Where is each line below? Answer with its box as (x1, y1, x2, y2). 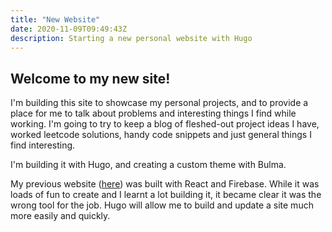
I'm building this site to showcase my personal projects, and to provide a (10, 97, 309, 109)
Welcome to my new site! (10, 70, 171, 87)
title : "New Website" (10, 14, 101, 25)
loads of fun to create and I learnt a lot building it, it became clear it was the (10, 189, 322, 201)
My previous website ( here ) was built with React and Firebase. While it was (10, 178, 320, 190)
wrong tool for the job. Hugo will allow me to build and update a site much (10, 199, 314, 211)
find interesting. (10, 139, 76, 151)
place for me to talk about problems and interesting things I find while (10, 107, 297, 120)
